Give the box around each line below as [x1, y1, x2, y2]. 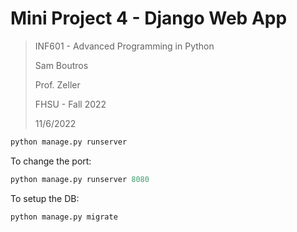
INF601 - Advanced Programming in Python [34, 40, 215, 52]
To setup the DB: [10, 192, 80, 204]
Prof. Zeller [34, 78, 81, 91]
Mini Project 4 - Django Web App [10, 7, 288, 30]
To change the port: [10, 155, 92, 167]
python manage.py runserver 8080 [10, 174, 150, 184]
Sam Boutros [34, 59, 89, 71]
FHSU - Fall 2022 [34, 98, 107, 110]
